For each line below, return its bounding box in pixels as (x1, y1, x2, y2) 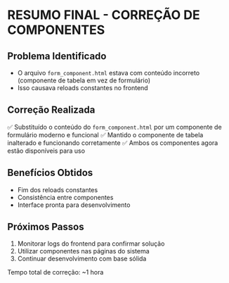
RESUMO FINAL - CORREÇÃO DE (7, 7, 200, 23)
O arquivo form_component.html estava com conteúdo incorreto (17, 69, 200, 77)
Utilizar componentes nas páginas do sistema (17, 247, 150, 256)
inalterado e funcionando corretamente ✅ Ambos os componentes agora (7, 138, 218, 147)
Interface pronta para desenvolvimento (17, 201, 131, 209)
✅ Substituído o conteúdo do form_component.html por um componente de (7, 122, 223, 131)
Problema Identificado (7, 50, 107, 62)
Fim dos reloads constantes (17, 185, 98, 194)
